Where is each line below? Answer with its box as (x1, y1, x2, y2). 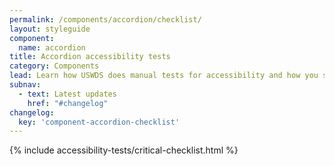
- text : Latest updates (18, 89, 117, 99)
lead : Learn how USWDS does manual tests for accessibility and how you (9, 71, 319, 81)
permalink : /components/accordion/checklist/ (9, 14, 202, 25)
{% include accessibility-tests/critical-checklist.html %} (9, 144, 239, 156)
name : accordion (18, 42, 86, 53)
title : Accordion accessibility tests (9, 52, 171, 62)
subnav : (9, 80, 42, 90)
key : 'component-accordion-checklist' (18, 117, 181, 127)
